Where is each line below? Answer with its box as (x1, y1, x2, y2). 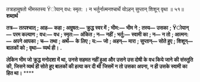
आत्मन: (174, 31, 189, 38)
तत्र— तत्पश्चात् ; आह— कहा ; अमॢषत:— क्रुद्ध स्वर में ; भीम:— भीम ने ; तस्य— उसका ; (6, 24, 172, 31)
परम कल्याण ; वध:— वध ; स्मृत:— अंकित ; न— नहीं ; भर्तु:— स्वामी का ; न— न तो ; (12, 31, 174, 38)
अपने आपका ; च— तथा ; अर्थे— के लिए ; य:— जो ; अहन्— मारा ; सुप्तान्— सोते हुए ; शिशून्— (12, 37, 193, 45)
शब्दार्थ (6, 12, 18, 19)
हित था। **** (6, 70, 34, 77)
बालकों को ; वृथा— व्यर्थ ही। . (6, 45, 62, 51)
